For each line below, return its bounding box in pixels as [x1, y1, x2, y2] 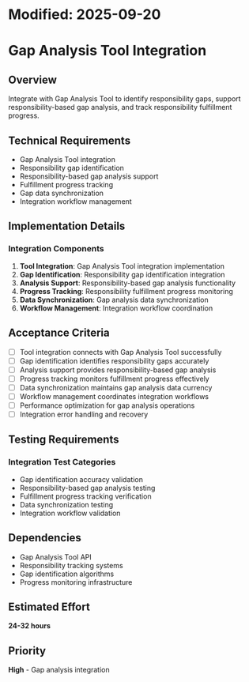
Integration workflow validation [19, 508, 121, 518]
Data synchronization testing [19, 499, 114, 509]
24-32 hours [8, 621, 51, 631]
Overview [8, 73, 58, 86]
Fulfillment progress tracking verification [19, 492, 152, 501]
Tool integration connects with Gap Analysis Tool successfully [19, 347, 222, 356]
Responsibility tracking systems [19, 560, 124, 570]
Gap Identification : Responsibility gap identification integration [19, 269, 225, 279]
